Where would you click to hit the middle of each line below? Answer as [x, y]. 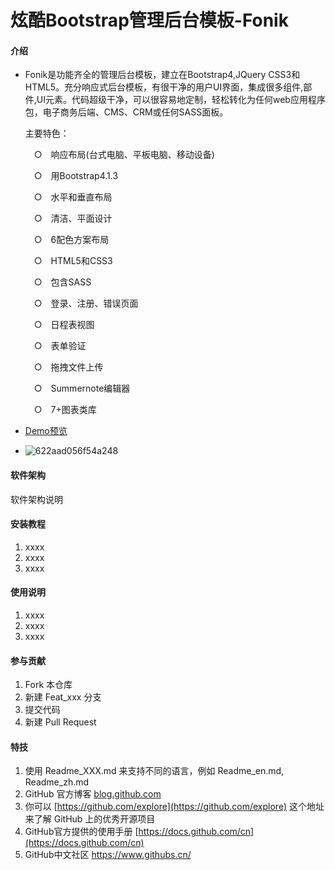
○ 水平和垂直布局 [73, 197]
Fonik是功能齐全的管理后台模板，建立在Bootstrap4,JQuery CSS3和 [162, 75]
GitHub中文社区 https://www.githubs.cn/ [108, 855]
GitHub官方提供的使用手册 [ [81, 832]
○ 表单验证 [60, 346]
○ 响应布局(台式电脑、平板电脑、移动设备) [124, 155]
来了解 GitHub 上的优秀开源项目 [90, 819]
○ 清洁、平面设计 [73, 218]
